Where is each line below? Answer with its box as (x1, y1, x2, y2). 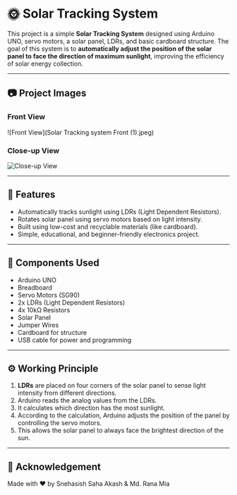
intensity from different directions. (17, 389, 117, 397)
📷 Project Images (7, 87, 87, 99)
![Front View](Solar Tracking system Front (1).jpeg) (7, 128, 154, 136)
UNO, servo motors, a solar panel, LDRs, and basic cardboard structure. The (7, 37, 229, 45)
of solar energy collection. (7, 59, 83, 68)
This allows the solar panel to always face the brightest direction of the (17, 426, 224, 435)
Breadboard (17, 283, 53, 291)
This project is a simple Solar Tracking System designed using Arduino (7, 29, 215, 37)
